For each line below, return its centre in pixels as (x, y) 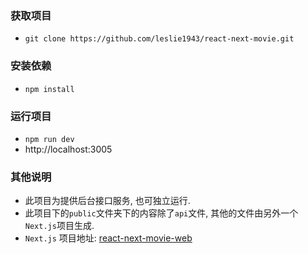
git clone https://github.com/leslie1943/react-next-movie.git (159, 39)
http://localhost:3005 (68, 149)
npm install (49, 89)
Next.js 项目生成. (59, 226)
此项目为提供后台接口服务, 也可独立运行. (107, 201)
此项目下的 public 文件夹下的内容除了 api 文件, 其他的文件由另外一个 (161, 213)
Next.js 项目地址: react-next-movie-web (108, 238)
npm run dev (49, 139)
